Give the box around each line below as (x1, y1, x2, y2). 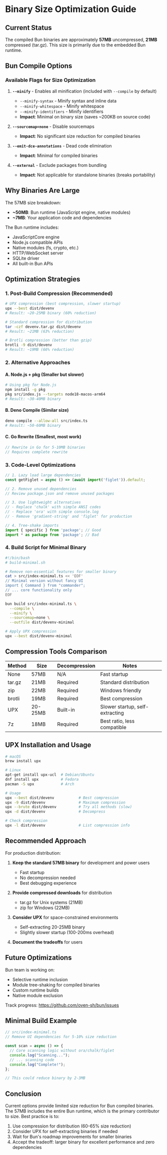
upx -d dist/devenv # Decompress (5, 809, 106, 814)
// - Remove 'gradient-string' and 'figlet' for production (5, 514, 133, 519)
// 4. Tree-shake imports (5, 523, 59, 528)
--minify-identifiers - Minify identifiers (19, 108, 103, 114)
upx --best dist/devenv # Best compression (5, 795, 119, 800)
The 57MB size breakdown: (5, 199, 61, 205)
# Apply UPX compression (5, 629, 57, 634)
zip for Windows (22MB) (19, 905, 70, 911)
